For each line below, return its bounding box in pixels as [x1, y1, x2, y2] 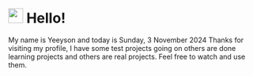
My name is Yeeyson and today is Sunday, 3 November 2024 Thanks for [8, 35, 244, 45]
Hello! [26, 9, 66, 27]
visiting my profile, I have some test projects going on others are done [8, 43, 236, 52]
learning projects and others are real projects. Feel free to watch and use [8, 52, 246, 61]
